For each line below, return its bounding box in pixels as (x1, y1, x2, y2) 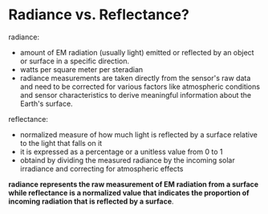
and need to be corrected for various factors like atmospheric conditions (19, 82, 261, 91)
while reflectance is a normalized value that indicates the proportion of (8, 188, 250, 197)
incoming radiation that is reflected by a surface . (8, 196, 174, 206)
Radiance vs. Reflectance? (8, 6, 190, 24)
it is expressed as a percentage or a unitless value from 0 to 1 (19, 147, 223, 156)
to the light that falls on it (19, 138, 103, 147)
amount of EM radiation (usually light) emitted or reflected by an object (19, 47, 254, 57)
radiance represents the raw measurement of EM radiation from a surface (8, 179, 259, 189)
